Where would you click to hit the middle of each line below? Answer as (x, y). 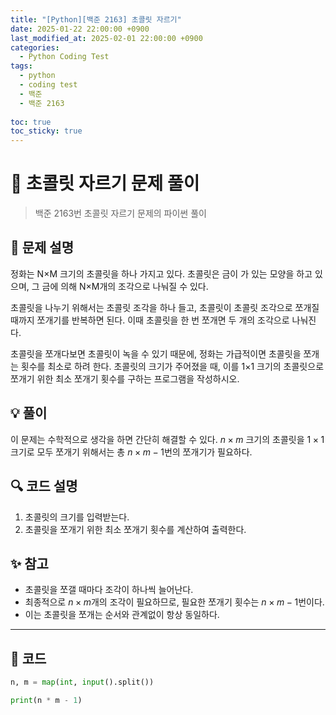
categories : (35, 47)
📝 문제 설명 (42, 247)
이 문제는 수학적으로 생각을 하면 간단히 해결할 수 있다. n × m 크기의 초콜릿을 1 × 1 (167, 439)
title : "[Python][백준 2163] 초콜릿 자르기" (96, 19)
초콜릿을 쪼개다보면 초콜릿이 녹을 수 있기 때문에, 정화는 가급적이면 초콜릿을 (156, 353)
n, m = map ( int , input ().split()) (82, 682)
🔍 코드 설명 (44, 486)
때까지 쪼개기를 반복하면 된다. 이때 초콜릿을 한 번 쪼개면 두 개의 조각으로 (150, 320)
